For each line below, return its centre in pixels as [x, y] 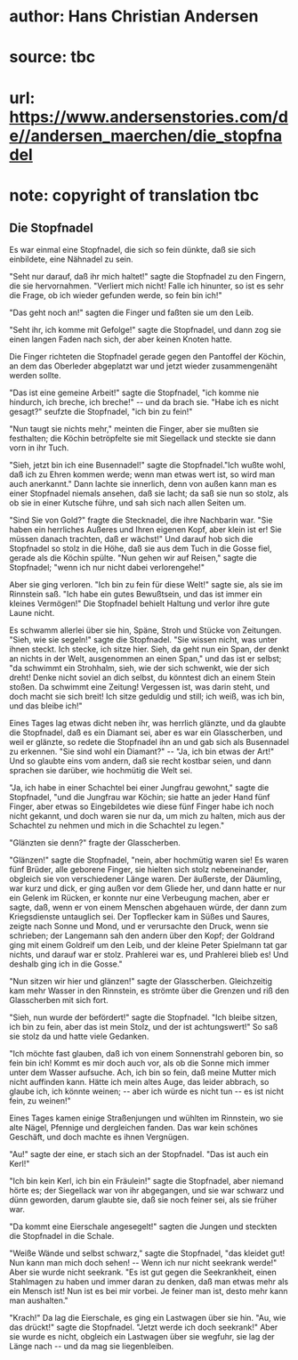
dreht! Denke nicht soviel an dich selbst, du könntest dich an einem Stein [142, 677]
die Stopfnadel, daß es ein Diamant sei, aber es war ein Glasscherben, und [146, 733]
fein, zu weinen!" [40, 1100]
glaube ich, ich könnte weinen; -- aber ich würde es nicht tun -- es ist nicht [147, 1091]
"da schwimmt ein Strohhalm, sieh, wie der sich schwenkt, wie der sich [139, 668]
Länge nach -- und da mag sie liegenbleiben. [92, 1346]
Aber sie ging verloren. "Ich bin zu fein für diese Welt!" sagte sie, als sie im [146, 584]
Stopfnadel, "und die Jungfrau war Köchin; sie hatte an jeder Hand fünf [140, 797]
